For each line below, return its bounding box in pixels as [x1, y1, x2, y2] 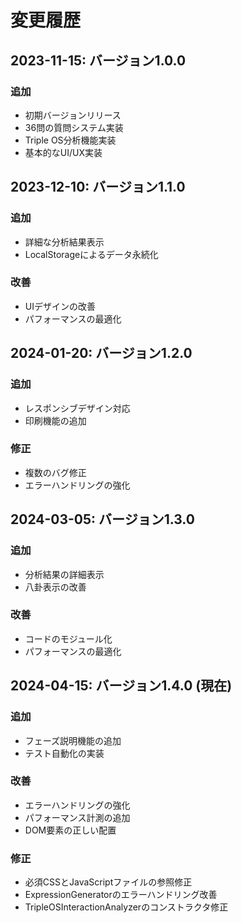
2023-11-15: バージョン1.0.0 [10, 52, 187, 69]
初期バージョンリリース [24, 109, 122, 121]
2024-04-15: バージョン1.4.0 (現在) [10, 677, 233, 695]
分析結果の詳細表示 [24, 568, 105, 580]
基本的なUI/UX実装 [24, 146, 103, 158]
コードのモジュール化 [24, 632, 113, 645]
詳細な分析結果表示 [24, 236, 105, 248]
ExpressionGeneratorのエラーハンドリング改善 [24, 889, 218, 901]
